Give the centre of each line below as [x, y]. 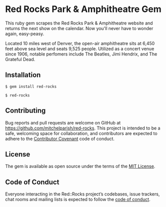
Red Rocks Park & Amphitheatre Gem [83, 9]
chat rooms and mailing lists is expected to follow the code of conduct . [78, 199]
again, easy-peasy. [25, 33]
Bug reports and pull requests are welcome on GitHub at [63, 122]
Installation [23, 75]
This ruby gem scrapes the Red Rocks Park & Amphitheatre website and [79, 23]
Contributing [25, 111]
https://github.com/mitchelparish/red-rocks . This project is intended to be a [83, 128]
